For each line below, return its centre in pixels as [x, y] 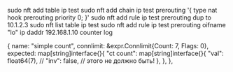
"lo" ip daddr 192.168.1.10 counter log [60, 32]
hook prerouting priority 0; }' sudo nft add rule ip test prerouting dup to [110, 17]
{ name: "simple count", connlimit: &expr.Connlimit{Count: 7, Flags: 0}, [108, 46]
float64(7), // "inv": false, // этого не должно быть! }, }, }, [90, 61]
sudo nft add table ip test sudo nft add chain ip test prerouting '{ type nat [112, 10]
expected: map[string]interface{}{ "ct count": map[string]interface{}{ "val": [115, 53]
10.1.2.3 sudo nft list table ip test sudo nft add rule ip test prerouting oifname [116, 25]
